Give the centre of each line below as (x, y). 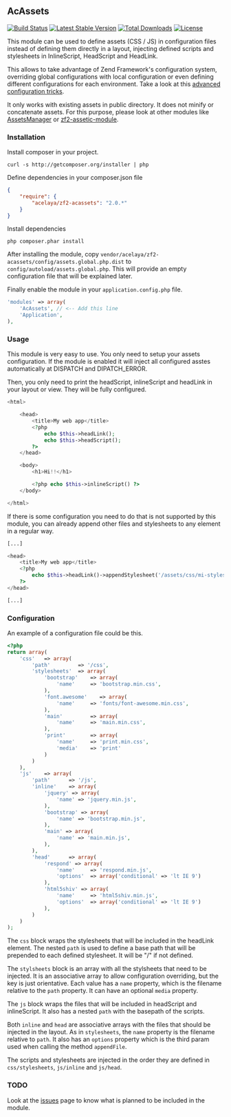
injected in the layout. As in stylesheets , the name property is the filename (111, 1032)
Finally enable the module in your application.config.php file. (95, 289)
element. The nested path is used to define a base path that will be (101, 948)
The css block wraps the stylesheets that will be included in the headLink (111, 941)
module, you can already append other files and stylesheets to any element (114, 524)
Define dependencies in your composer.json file (75, 178)
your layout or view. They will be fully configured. (77, 389)
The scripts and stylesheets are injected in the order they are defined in (108, 1060)
